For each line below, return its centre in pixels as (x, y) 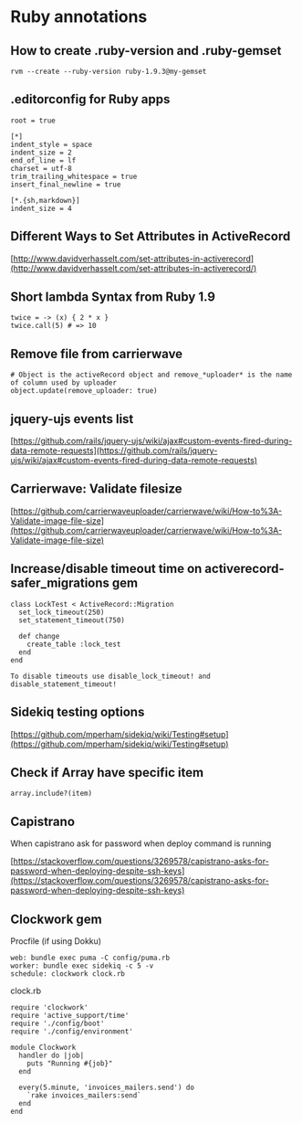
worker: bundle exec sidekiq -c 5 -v (82, 966)
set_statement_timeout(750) (72, 620)
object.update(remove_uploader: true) (84, 391)
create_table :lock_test (74, 644)
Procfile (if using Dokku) (56, 941)
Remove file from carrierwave (97, 354)
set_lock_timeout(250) (62, 612)
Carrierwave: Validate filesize (96, 489)
